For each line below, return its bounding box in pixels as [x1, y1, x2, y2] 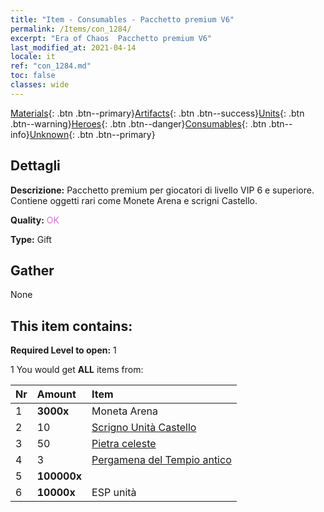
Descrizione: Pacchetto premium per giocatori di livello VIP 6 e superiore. [10, 184, 315, 196]
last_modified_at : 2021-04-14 [10, 42, 137, 53]
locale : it [10, 52, 56, 62]
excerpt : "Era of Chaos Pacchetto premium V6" [10, 33, 213, 43]
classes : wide [10, 80, 70, 90]
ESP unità [91, 486, 137, 500]
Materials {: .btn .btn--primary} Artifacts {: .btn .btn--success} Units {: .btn [10, 107, 305, 119]
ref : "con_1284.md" [10, 61, 92, 71]
